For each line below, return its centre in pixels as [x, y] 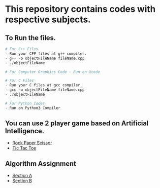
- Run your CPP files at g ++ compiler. [46, 54]
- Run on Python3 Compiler [33, 108]
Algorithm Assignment [41, 164]
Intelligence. [25, 131]
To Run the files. [31, 38]
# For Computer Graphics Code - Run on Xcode [52, 72]
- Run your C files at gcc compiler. [44, 85]
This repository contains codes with [80, 9]
